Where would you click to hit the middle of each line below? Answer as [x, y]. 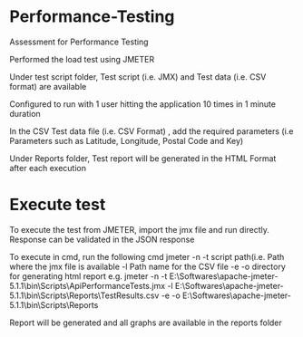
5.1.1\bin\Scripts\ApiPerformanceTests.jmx [88, 285]
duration [25, 113]
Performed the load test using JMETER [82, 59]
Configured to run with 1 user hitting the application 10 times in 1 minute [143, 104]
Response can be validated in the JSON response [102, 239]
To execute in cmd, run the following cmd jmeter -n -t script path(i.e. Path [147, 256]
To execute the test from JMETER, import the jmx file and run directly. [139, 229]
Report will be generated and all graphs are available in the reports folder [146, 323]
